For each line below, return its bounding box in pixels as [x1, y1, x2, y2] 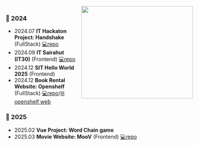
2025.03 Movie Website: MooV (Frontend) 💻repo [14, 133, 137, 140]
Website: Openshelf [14, 83, 65, 90]
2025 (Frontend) [14, 70, 55, 77]
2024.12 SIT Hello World [14, 64, 75, 72]
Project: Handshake [14, 34, 65, 41]
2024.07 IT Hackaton [14, 28, 67, 35]
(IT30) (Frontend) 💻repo [14, 56, 75, 63]
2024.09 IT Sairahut [14, 49, 65, 56]
